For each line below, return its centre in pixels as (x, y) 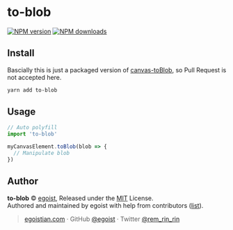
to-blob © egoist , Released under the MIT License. (81, 198)
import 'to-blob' (32, 134)
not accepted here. (34, 77)
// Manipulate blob (42, 154)
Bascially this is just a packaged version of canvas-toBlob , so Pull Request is (117, 69)
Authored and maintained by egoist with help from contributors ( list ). (105, 205)
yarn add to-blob (32, 90)
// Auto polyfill (32, 128)
